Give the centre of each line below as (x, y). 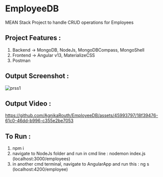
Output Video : (28, 103)
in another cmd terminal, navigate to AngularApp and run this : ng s (81, 164)
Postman (21, 60)
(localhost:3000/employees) (41, 159)
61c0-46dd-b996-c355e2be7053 (39, 121)
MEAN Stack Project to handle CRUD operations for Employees (69, 22)
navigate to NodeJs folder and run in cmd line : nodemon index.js (79, 154)
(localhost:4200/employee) (40, 170)
